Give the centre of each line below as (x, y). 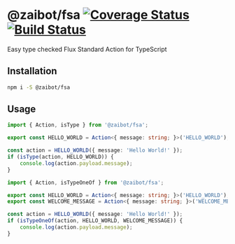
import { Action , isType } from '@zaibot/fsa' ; (78, 125)
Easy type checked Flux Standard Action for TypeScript (87, 49)
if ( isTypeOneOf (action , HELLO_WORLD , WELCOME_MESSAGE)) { (95, 221)
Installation (32, 71)
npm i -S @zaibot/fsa (39, 87)
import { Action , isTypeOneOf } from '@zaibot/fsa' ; (86, 182)
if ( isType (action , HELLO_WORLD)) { (60, 157)
